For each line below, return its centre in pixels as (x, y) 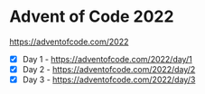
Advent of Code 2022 (92, 17)
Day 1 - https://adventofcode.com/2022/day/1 (107, 59)
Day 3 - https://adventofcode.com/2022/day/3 (109, 80)
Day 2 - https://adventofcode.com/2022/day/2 (109, 69)
